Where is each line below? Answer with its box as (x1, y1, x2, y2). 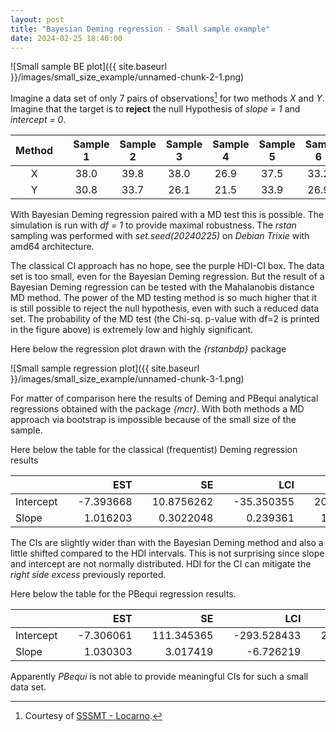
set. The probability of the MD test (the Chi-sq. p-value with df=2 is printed (10, 313, 320, 325)
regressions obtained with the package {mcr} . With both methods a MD (10, 403, 305, 415)
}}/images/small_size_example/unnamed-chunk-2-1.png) (10, 71, 245, 83)
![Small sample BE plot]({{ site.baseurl (10, 61, 167, 73)
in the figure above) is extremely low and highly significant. (10, 324, 254, 336)
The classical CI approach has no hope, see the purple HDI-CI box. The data (10, 260, 325, 272)
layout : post (10, 14, 65, 25)
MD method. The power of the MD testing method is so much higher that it (10, 292, 318, 304)
